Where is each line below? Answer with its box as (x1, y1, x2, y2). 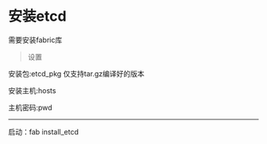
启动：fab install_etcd (8, 126, 79, 136)
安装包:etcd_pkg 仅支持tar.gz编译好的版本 (8, 68, 145, 78)
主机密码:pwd (8, 103, 53, 112)
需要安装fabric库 (8, 35, 63, 45)
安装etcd (8, 7, 67, 25)
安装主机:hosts (8, 85, 56, 95)
